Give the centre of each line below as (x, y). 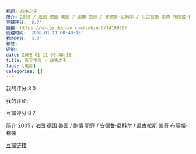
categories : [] (24, 71)
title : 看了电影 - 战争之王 (36, 60)
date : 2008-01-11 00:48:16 (39, 55)
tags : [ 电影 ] (21, 66)
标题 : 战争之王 (22, 11)
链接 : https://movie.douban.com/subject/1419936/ (66, 28)
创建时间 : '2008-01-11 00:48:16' (45, 33)
